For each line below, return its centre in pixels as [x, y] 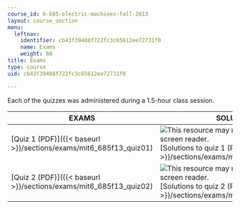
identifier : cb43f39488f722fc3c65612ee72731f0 [91, 41]
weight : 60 [36, 54]
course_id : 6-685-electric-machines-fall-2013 [78, 14]
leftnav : [27, 34]
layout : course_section [43, 21]
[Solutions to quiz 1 [192, 148]
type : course [27, 67]
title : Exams [27, 61]
